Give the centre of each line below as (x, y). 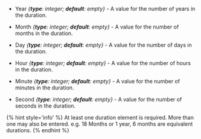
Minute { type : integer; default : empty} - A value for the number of (97, 81)
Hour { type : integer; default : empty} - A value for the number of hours (103, 63)
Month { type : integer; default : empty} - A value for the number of (97, 27)
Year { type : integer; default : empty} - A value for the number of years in (105, 9)
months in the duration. (44, 33)
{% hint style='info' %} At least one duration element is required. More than (100, 118)
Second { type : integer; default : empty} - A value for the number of (98, 99)
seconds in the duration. (45, 106)
